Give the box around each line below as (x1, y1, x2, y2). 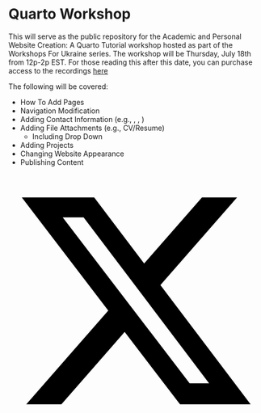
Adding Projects (19, 140, 74, 150)
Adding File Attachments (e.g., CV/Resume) (19, 123, 166, 133)
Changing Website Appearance (19, 149, 124, 158)
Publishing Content (19, 157, 84, 166)
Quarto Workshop (8, 5, 132, 23)
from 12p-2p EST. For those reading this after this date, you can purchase (8, 57, 253, 67)
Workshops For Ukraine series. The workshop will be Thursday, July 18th (8, 48, 252, 58)
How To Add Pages (19, 97, 85, 107)
